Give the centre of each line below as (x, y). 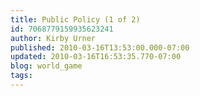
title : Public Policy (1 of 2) (75, 19)
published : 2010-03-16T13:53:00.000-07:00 (100, 47)
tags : (21, 76)
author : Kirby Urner (53, 38)
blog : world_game (46, 66)
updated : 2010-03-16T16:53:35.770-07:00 (96, 57)
